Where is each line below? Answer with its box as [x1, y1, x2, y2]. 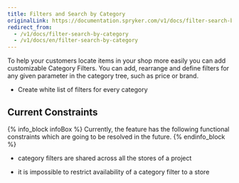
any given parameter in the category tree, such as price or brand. [7, 72, 199, 80]
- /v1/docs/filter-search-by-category [14, 30, 129, 38]
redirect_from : [7, 23, 53, 31]
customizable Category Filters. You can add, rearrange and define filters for [7, 64, 230, 73]
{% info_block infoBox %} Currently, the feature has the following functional [7, 125, 230, 133]
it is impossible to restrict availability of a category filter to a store [17, 167, 210, 176]
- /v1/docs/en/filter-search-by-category [14, 37, 139, 44]
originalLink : [7, 17, 50, 24]
